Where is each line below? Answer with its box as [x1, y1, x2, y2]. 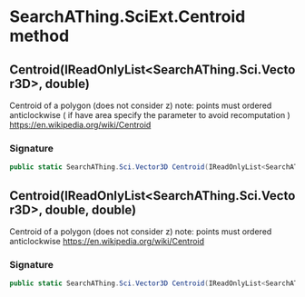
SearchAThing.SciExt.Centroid [9, 6, 246, 27]
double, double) [44, 202, 137, 217]
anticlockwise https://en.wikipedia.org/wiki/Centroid [9, 235, 205, 246]
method [9, 25, 70, 46]
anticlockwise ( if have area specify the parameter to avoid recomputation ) [9, 110, 290, 120]
